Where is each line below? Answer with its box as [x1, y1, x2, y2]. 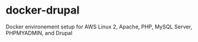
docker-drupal [5, 4, 80, 17]
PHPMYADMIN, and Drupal [5, 29, 73, 36]
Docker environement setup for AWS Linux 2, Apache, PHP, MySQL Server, [5, 23, 193, 30]
